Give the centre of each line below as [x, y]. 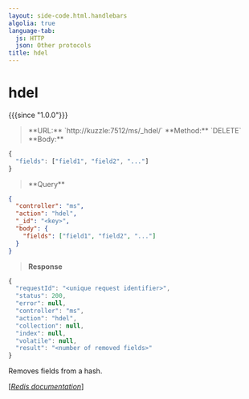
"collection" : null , [50, 326]
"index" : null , [41, 333]
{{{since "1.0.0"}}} [38, 115]
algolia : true [32, 23]
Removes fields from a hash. [55, 371]
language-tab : [32, 31]
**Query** [47, 184]
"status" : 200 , [41, 296]
